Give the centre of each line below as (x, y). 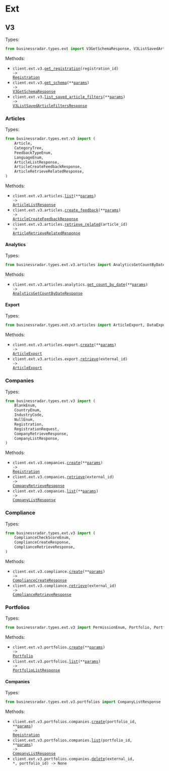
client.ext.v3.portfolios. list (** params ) (57, 662)
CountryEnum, (28, 410)
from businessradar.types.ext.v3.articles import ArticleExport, (75, 325)
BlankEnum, (26, 406)
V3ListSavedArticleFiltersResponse (50, 106)
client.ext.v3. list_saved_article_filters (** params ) (69, 97)
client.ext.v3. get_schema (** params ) (51, 83)
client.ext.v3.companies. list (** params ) (55, 491)
